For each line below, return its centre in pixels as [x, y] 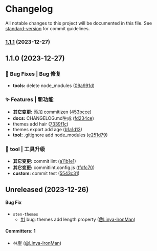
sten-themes [25, 214]
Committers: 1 [20, 231]
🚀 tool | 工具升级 [25, 149]
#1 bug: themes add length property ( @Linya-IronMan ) [78, 219]
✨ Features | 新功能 [29, 99]
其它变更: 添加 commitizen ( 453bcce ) [52, 112]
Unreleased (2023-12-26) [47, 189]
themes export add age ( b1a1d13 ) [48, 129]
